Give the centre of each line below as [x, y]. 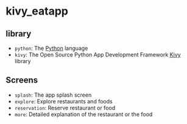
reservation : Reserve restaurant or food [65, 108]
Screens [22, 80]
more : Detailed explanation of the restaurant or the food [83, 114]
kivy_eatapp [37, 11]
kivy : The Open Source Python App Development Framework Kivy [97, 55]
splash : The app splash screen [53, 95]
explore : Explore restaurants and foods [64, 101]
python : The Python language [51, 48]
